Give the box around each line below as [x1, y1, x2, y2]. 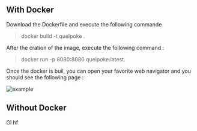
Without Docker [6, 103, 67, 113]
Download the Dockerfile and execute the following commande [6, 20, 162, 28]
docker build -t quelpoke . [20, 32, 85, 40]
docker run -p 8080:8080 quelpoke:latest [20, 55, 124, 62]
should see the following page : [6, 73, 84, 81]
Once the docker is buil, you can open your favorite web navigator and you [6, 67, 191, 75]
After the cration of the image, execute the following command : [6, 44, 164, 51]
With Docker [6, 5, 54, 15]
